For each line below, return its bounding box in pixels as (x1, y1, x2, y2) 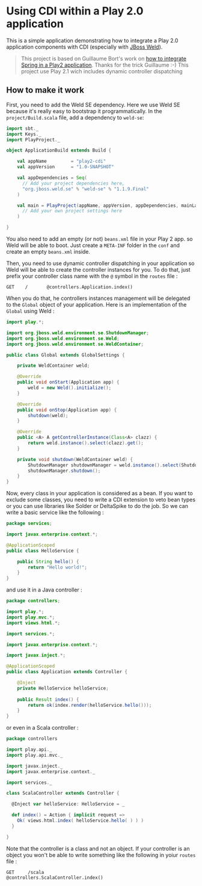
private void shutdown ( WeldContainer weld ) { (17, 456, 133, 462)
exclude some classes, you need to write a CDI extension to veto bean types (6, 496, 196, 503)
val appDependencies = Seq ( (17, 175, 87, 181)
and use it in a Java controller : (6, 586, 82, 593)
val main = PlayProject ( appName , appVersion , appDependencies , (17, 203, 179, 209)
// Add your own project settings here (22, 208, 122, 214)
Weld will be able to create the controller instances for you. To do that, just (6, 266, 191, 273)
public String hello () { (17, 558, 79, 564)
